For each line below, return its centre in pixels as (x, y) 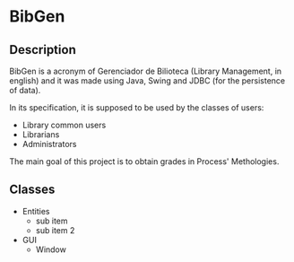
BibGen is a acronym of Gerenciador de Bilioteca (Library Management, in (146, 71)
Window (51, 249)
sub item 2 (55, 230)
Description (43, 50)
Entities (36, 211)
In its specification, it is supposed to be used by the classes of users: (137, 108)
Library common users (64, 125)
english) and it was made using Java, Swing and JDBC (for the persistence (147, 81)
